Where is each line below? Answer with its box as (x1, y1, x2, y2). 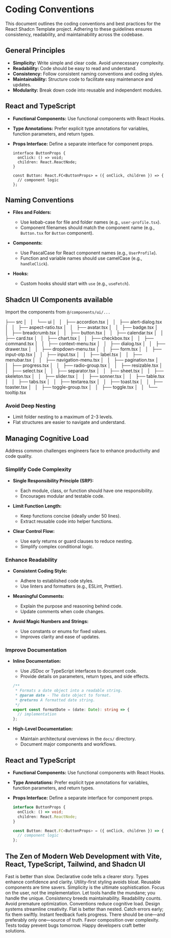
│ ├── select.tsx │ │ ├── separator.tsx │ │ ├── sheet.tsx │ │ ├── (5, 368, 164, 374)
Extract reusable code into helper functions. (20, 518, 113, 524)
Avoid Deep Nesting (5, 403, 56, 410)
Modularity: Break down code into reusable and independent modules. (12, 87, 162, 93)
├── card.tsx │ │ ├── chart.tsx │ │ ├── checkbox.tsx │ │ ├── (5, 335, 154, 341)
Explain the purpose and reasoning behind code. (20, 602, 123, 609)
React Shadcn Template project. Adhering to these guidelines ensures (5, 26, 152, 32)
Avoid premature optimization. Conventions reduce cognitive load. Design (5, 900, 160, 906)
